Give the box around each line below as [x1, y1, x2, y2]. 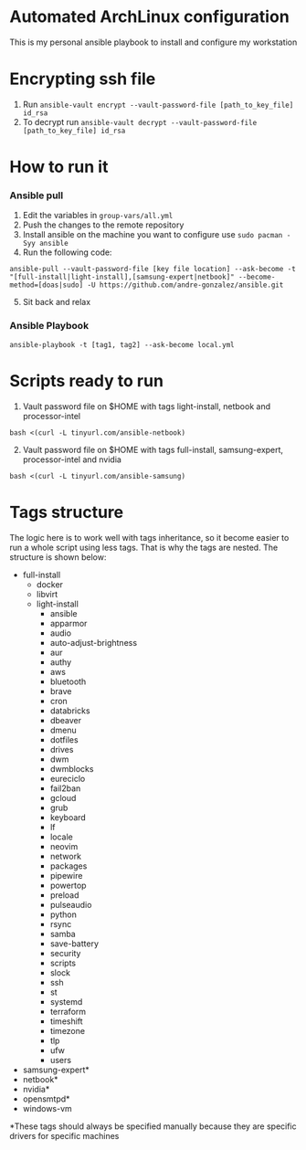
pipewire [49, 870, 83, 881]
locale [49, 831, 73, 842]
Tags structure [9, 501, 124, 522]
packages [49, 860, 88, 871]
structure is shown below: [9, 551, 107, 563]
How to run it [9, 157, 109, 177]
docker [36, 578, 64, 590]
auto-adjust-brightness [49, 637, 138, 648]
